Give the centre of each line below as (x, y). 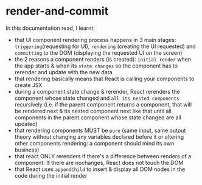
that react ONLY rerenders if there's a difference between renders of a (103, 156)
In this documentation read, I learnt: (50, 28)
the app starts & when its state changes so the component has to (96, 66)
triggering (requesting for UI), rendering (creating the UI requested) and (105, 46)
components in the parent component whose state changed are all (98, 117)
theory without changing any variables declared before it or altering (99, 137)
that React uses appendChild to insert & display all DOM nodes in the (100, 169)
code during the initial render (51, 175)
